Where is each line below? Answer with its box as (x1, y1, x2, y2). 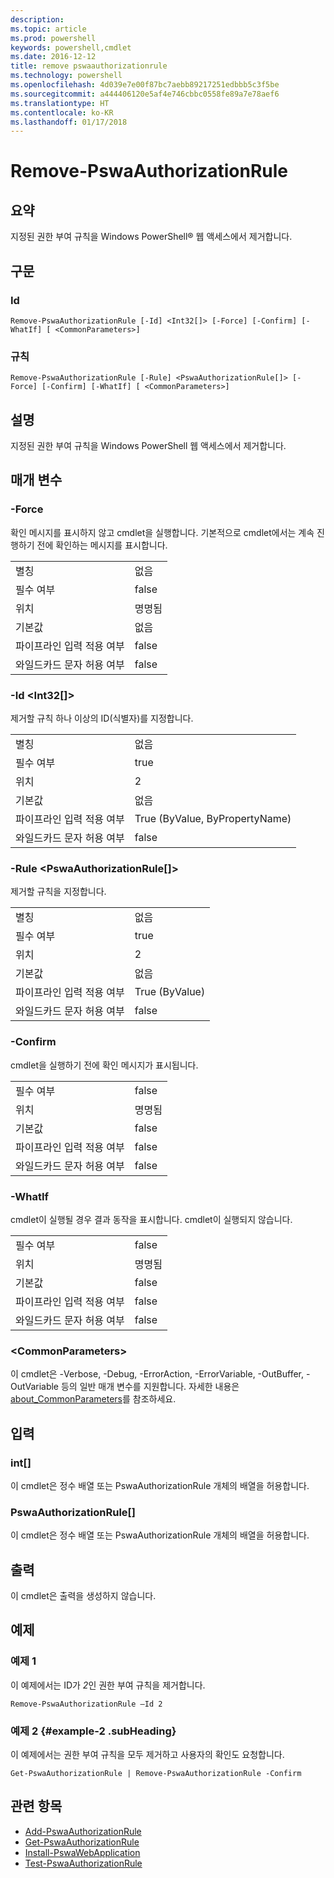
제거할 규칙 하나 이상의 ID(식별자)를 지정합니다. (10, 712, 194, 725)
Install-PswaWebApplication (24, 1846, 141, 1858)
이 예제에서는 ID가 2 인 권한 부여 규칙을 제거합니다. (10, 1679, 206, 1691)
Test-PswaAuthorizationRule (24, 1857, 143, 1869)
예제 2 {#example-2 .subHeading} (10, 1724, 177, 1738)
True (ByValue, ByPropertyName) (134, 812, 292, 826)
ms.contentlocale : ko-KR (10, 107, 114, 118)
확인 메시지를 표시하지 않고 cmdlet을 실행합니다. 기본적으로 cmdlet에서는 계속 (10, 526, 315, 538)
